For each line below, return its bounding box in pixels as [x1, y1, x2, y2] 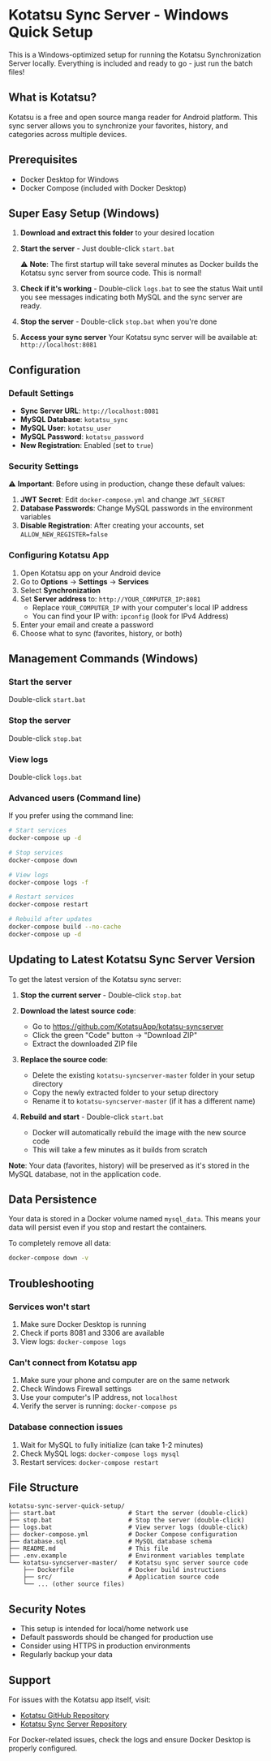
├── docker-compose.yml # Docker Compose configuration [8, 1531, 238, 1539]
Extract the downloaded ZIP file [32, 1039, 138, 1048]
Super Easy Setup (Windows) [8, 206, 160, 220]
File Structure [8, 1481, 79, 1495]
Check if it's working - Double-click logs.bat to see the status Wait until [19, 284, 264, 294]
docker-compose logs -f [8, 878, 89, 886]
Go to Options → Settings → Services [19, 576, 149, 586]
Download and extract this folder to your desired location [19, 228, 215, 238]
